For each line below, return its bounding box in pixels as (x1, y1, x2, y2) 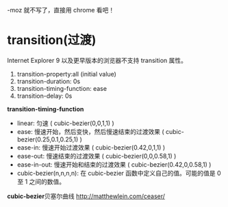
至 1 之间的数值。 (16, 177, 66, 186)
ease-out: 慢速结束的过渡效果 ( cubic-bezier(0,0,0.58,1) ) (16, 152, 177, 160)
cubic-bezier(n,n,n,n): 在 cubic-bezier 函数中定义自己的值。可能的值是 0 (16, 169, 221, 177)
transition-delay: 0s (16, 92, 73, 100)
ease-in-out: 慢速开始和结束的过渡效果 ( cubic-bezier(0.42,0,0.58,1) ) (16, 160, 212, 169)
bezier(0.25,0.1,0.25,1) (16, 135, 79, 143)
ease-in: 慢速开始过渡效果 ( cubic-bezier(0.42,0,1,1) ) (16, 143, 166, 152)
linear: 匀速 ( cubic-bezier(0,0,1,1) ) (16, 119, 114, 127)
